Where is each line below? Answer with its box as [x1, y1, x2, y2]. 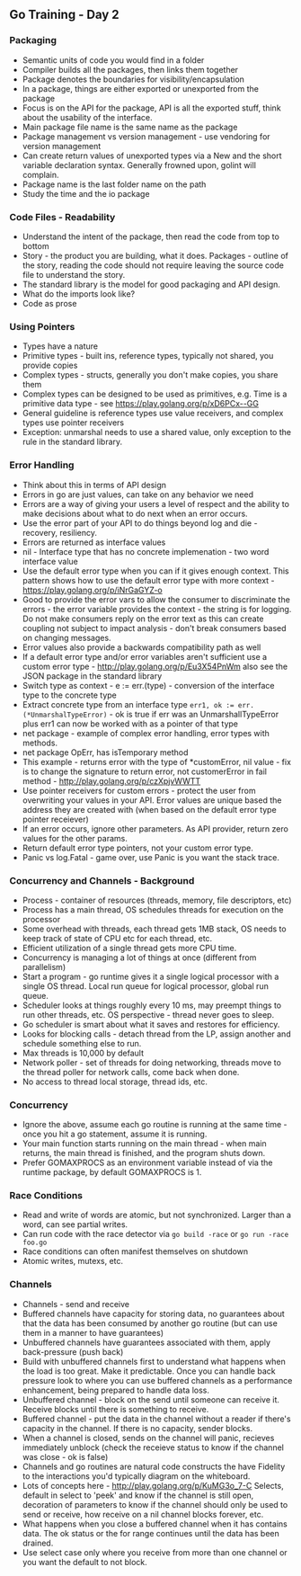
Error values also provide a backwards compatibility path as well [22, 642, 261, 653]
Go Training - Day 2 [9, 7, 120, 22]
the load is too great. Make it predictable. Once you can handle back [22, 1366, 276, 1376]
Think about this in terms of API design [22, 479, 167, 490]
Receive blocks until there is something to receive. [22, 1403, 209, 1414]
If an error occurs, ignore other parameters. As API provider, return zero [22, 823, 289, 834]
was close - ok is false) [22, 1451, 109, 1462]
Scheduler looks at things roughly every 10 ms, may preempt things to [22, 1000, 281, 1011]
